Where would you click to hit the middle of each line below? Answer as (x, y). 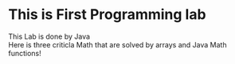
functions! (25, 53)
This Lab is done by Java (49, 36)
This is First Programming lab (107, 15)
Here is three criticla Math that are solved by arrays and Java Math (117, 44)
